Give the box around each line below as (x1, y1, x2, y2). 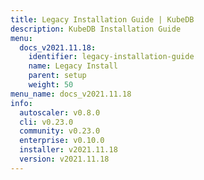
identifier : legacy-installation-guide (28, 52, 195, 62)
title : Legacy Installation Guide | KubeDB (10, 14, 195, 25)
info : (10, 98, 33, 108)
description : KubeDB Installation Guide (10, 24, 182, 34)
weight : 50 (28, 80, 74, 90)
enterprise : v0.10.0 (19, 136, 105, 146)
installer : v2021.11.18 (19, 145, 118, 155)
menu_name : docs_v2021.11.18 (10, 89, 132, 99)
